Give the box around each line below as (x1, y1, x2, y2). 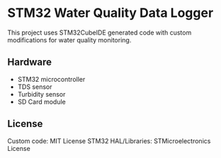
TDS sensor (17, 83, 52, 91)
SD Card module (17, 97, 66, 106)
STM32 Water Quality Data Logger (7, 5, 214, 21)
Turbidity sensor (17, 90, 66, 98)
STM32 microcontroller (17, 75, 86, 83)
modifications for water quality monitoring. (7, 35, 132, 44)
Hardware (7, 56, 52, 68)
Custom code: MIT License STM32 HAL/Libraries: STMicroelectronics (7, 136, 211, 145)
